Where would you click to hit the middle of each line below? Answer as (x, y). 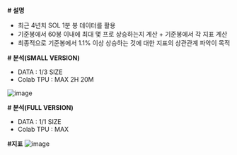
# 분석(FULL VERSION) (41, 107)
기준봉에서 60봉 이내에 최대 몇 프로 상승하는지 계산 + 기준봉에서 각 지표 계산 (122, 34)
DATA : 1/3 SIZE (40, 72)
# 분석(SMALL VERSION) (44, 58)
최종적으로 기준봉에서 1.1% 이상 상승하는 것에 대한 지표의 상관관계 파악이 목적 (124, 43)
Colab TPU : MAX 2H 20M (56, 79)
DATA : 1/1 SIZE (39, 122)
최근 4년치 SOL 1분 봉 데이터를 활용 (67, 25)
